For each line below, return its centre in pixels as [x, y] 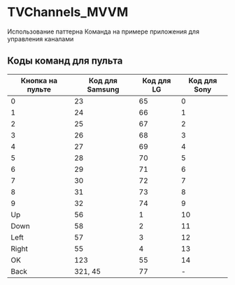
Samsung [103, 89]
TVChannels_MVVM [68, 12]
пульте [39, 89]
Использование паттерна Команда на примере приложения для [103, 31]
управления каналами [41, 38]
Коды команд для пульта [65, 61]
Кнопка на [39, 80]
